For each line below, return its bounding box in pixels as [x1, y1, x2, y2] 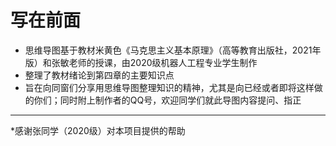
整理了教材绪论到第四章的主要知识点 [24, 69, 175, 81]
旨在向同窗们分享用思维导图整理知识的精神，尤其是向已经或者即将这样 [24, 81, 315, 93]
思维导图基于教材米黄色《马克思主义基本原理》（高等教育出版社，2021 [24, 44, 313, 56]
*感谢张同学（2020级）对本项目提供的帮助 [10, 124, 186, 136]
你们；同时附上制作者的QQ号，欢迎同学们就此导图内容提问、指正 [33, 94, 302, 106]
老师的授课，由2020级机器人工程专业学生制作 [68, 56, 258, 68]
